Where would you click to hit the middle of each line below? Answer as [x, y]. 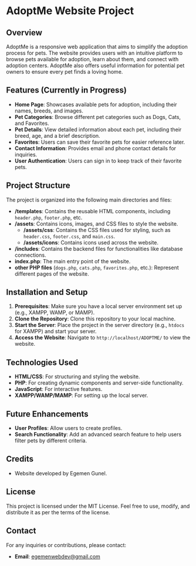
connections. [30, 255]
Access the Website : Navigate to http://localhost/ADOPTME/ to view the [102, 337]
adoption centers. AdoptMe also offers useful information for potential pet [95, 65]
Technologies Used [42, 363]
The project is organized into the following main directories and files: [89, 200]
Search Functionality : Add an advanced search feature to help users [98, 435]
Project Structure [38, 186]
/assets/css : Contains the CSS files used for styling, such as [97, 230]
